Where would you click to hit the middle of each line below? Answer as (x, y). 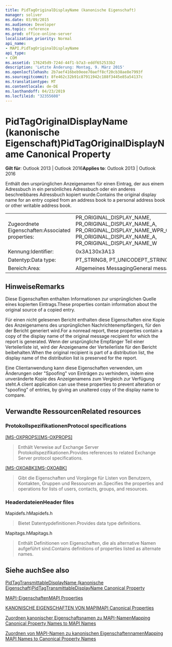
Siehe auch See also (37, 570)
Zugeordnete (24, 224)
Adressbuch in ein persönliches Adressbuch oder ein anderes (70, 189)
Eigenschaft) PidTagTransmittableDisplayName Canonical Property (75, 588)
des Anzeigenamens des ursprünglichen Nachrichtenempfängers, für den (83, 325)
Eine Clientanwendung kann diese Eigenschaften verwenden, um (74, 368)
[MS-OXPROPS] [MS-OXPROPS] (39, 437)
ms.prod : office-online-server (39, 34)
